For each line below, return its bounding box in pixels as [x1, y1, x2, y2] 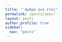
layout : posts [5, 16, 34, 21]
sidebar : [5, 25, 23, 30]
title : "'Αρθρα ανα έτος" [5, 7, 58, 12]
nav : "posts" [9, 29, 36, 34]
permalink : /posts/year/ [5, 12, 56, 16]
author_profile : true [5, 20, 49, 26]
